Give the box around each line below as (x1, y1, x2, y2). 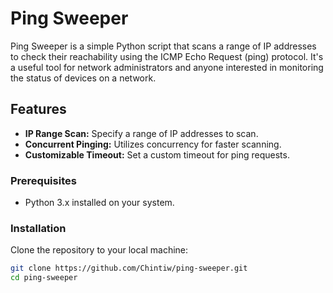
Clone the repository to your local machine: (10, 244, 189, 256)
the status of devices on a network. (10, 72, 157, 84)
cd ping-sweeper (10, 273, 78, 283)
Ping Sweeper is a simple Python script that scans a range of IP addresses (10, 40, 317, 52)
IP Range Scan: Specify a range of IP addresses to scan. (24, 127, 259, 139)
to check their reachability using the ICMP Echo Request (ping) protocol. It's (10, 50, 324, 62)
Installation (10, 221, 67, 235)
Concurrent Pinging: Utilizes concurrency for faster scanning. (24, 138, 282, 150)
